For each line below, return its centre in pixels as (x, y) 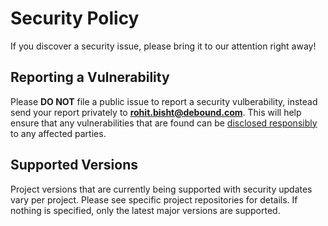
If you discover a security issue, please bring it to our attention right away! (163, 46)
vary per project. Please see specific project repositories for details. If (154, 199)
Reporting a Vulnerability (90, 77)
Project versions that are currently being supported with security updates (161, 189)
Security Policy (75, 18)
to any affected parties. (58, 133)
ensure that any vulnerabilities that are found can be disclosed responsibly (164, 123)
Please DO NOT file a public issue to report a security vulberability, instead (164, 101)
